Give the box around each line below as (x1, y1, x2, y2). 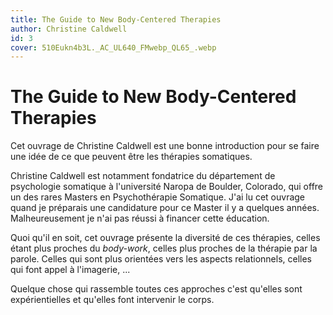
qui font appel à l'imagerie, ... (10, 264, 131, 276)
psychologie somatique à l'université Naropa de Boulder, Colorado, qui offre (10, 181, 324, 193)
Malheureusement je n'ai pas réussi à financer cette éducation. (10, 212, 270, 225)
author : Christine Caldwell (10, 24, 128, 34)
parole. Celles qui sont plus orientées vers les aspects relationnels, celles (10, 253, 312, 265)
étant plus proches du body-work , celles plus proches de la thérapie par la (10, 242, 318, 255)
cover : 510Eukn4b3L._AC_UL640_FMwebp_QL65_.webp (10, 42, 217, 53)
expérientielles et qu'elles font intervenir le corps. (10, 294, 215, 306)
